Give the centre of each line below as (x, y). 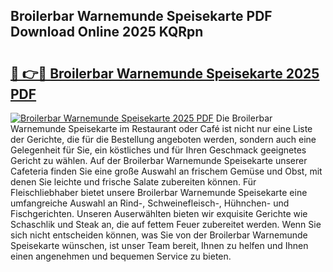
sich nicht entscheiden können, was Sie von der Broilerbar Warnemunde (159, 235)
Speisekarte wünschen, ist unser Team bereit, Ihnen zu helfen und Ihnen (159, 245)
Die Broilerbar (244, 118)
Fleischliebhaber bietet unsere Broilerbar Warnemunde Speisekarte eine (159, 192)
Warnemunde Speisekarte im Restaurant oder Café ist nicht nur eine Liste (161, 128)
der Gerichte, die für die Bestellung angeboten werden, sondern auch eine (163, 139)
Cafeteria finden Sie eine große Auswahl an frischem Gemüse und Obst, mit (166, 171)
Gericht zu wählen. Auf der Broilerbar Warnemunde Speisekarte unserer (159, 160)
